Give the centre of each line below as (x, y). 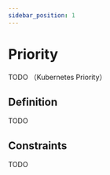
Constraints (38, 146)
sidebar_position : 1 (42, 15)
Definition (33, 102)
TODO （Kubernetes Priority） (57, 77)
